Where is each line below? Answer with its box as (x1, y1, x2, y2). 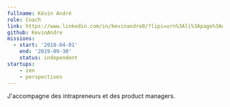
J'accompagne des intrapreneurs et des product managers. (7, 92, 176, 100)
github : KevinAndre (7, 29, 63, 36)
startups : (7, 61, 36, 67)
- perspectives (19, 73, 63, 80)
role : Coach (7, 16, 41, 23)
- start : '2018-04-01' (13, 42, 78, 48)
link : (7, 22, 23, 29)
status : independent (19, 55, 78, 61)
